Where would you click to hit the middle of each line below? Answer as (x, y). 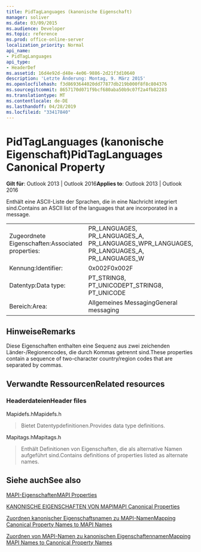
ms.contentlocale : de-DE (37, 101)
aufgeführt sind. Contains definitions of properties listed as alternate (104, 455)
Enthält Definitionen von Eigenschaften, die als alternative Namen (101, 449)
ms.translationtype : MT (36, 95)
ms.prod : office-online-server (45, 40)
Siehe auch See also (44, 480)
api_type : (19, 62)
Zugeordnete (28, 236)
